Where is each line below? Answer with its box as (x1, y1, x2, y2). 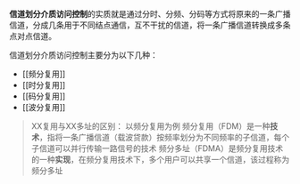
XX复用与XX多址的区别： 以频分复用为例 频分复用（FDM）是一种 (30, 121, 271, 132)
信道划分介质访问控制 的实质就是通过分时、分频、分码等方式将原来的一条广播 (9, 9, 291, 19)
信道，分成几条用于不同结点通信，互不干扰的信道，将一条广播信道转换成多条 (9, 20, 291, 30)
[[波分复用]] (21, 102, 66, 112)
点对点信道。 (9, 31, 56, 41)
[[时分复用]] (21, 80, 66, 90)
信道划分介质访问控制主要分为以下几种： (9, 50, 158, 60)
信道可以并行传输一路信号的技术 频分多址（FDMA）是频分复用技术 (38, 143, 284, 154)
